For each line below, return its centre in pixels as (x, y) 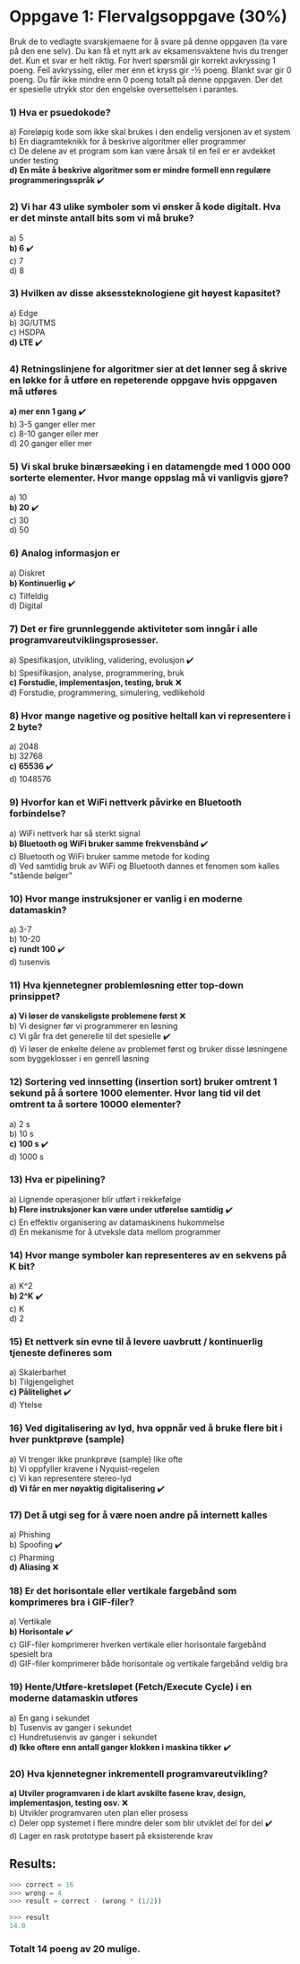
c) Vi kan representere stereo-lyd (70, 1478)
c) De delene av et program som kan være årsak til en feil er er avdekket (142, 151)
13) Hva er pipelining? (57, 1180)
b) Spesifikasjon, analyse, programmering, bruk (97, 673)
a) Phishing (30, 1534)
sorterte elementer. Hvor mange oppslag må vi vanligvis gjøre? (149, 478)
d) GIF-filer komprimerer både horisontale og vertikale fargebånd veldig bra (149, 1664)
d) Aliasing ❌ (34, 1567)
